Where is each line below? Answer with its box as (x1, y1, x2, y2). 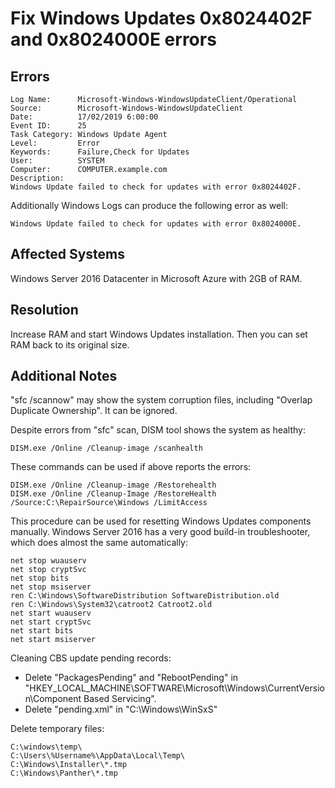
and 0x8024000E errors (10, 28, 217, 51)
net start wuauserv (10, 608, 92, 619)
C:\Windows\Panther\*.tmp (10, 768, 118, 779)
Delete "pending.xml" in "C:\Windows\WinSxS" (24, 703, 218, 716)
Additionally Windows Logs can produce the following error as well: (10, 200, 289, 211)
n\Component (24, 693, 82, 705)
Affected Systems (10, 246, 126, 263)
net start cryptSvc (10, 617, 92, 627)
